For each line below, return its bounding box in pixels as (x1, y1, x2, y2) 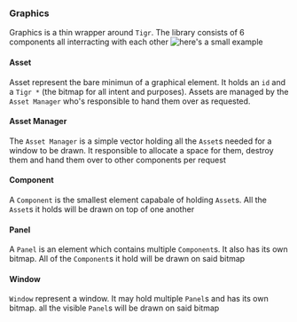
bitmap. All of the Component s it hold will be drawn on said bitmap (9, 254, 246, 264)
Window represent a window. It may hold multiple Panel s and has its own (9, 294, 269, 304)
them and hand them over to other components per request (9, 154, 226, 165)
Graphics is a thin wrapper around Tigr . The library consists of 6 (9, 27, 246, 38)
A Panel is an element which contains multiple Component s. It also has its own (9, 244, 288, 255)
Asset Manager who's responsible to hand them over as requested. (9, 96, 251, 106)
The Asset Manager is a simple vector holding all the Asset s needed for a (9, 136, 272, 146)
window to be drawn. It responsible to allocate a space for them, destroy (9, 145, 274, 155)
